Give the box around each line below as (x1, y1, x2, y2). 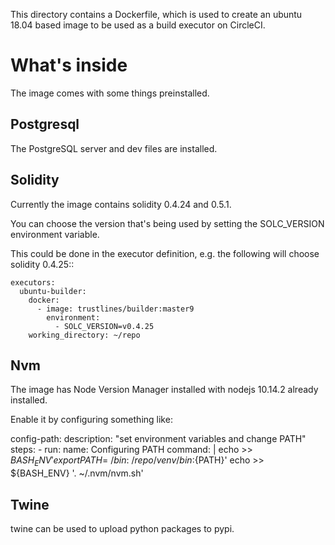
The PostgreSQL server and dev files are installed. (10, 142, 218, 154)
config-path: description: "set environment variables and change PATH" (10, 433, 307, 445)
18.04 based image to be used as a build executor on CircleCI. (10, 19, 266, 31)
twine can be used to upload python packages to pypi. (10, 522, 235, 534)
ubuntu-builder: (19, 286, 87, 296)
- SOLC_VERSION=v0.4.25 (54, 321, 155, 331)
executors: (10, 277, 56, 288)
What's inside (10, 54, 128, 77)
